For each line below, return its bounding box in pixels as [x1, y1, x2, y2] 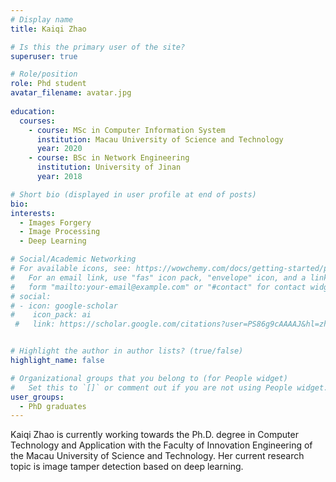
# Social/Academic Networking [10, 254, 137, 265]
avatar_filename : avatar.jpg [10, 88, 132, 98]
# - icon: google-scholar [10, 301, 118, 311]
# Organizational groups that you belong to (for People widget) [10, 373, 288, 383]
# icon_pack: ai [10, 310, 92, 320]
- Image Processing [19, 227, 101, 237]
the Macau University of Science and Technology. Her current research [10, 450, 305, 462]
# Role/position [10, 69, 78, 80]
